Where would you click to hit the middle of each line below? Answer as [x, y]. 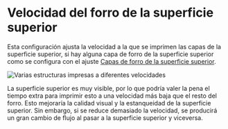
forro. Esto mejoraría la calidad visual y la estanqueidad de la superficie [109, 103]
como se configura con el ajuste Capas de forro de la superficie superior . [112, 61]
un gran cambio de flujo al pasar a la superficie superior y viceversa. [105, 118]
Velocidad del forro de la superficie [110, 13]
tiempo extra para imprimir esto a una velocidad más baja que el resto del [112, 96]
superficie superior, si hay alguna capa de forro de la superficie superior [111, 54]
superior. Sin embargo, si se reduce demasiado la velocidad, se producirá [112, 110]
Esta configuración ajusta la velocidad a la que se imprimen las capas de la [114, 46]
